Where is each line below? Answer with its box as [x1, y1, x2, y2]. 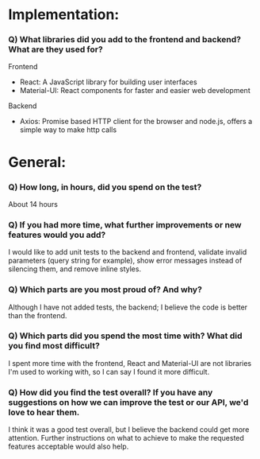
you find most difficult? [8, 340, 101, 352]
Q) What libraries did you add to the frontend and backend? [8, 34, 242, 45]
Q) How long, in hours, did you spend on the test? [8, 181, 202, 193]
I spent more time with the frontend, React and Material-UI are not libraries [8, 358, 252, 368]
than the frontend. [8, 310, 67, 320]
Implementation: [8, 6, 120, 24]
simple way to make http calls [19, 125, 117, 134]
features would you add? [8, 229, 106, 240]
